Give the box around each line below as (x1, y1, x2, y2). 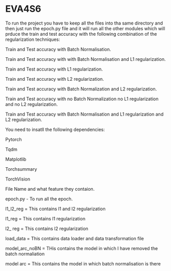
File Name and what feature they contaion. (5, 186, 95, 192)
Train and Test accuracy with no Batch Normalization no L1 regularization (5, 96, 159, 102)
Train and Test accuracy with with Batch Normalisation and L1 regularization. (5, 56, 166, 62)
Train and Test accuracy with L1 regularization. (5, 66, 103, 72)
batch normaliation (5, 251, 45, 257)
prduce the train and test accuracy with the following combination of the (5, 31, 157, 37)
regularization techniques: (5, 36, 60, 42)
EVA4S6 (5, 3, 42, 15)
